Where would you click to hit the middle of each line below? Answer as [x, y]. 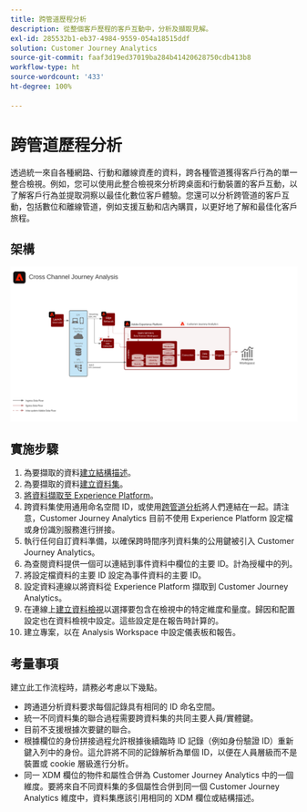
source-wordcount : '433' [57, 77]
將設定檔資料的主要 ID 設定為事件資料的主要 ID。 [115, 575]
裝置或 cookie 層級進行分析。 [78, 764]
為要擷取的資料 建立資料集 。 [76, 484]
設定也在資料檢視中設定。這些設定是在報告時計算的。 [123, 621]
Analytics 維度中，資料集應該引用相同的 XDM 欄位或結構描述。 [141, 798]
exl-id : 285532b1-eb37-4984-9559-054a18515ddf [100, 38]
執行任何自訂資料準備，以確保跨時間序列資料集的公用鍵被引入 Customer [159, 541]
